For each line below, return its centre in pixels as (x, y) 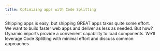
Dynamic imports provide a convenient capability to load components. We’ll (80, 33)
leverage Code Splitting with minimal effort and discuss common (69, 38)
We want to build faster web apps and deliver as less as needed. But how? (79, 28)
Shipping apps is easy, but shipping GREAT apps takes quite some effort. (78, 23)
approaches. (18, 43)
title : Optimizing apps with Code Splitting (51, 9)
